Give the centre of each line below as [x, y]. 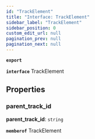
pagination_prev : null [34, 39]
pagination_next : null [34, 45]
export [14, 60]
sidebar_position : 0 [31, 28]
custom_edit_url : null [34, 33]
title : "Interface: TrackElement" [48, 17]
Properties [26, 89]
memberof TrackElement [34, 130]
